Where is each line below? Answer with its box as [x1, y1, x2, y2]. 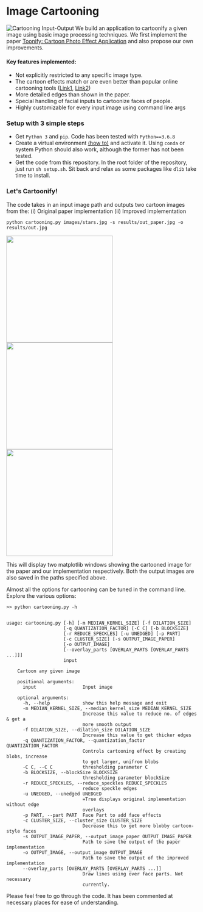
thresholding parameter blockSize [82, 775, 170, 781]
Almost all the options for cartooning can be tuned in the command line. [6, 586, 186, 593]
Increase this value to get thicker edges [82, 732, 191, 738]
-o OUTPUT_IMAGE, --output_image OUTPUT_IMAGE [22, 849, 143, 855]
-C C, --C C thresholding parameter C [22, 764, 148, 770]
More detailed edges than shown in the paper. [15, 91, 131, 98]
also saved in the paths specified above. [6, 573, 108, 581]
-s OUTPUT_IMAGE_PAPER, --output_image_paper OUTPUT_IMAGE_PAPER [22, 833, 191, 839]
